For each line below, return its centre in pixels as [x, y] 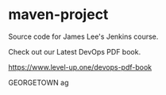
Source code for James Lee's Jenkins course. [83, 36]
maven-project [58, 15]
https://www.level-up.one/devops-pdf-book [80, 67]
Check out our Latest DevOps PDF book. [75, 51]
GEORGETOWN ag [39, 82]
